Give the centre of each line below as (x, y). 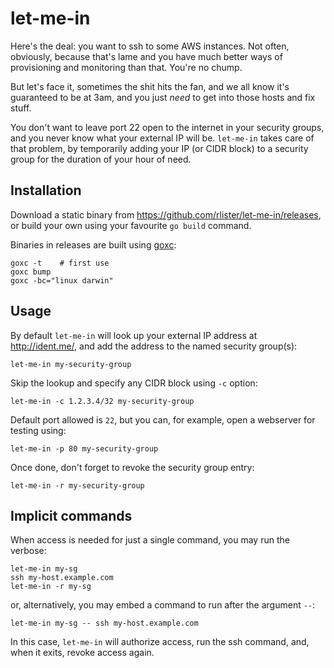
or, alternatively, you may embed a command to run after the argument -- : (163, 605)
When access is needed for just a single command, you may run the (150, 540)
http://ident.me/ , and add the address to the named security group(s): (154, 346)
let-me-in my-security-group (71, 364)
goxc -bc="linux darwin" (62, 280)
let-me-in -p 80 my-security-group (84, 448)
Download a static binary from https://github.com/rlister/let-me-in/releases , (166, 214)
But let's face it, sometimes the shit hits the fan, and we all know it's (150, 86)
